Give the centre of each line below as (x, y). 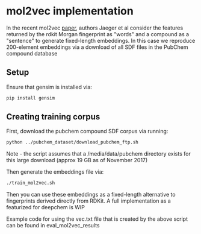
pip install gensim (31, 98)
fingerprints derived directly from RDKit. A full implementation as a (89, 201)
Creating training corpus (53, 117)
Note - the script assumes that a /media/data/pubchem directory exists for (98, 154)
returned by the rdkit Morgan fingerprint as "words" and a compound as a (98, 34)
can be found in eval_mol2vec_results (53, 226)
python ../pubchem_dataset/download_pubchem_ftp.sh (72, 142)
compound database (32, 53)
